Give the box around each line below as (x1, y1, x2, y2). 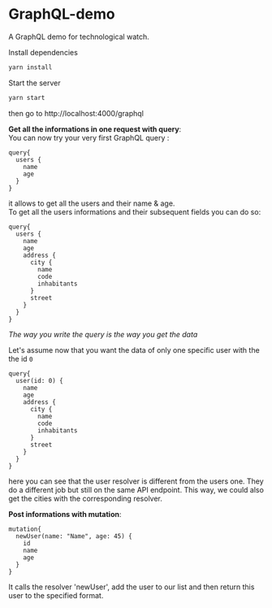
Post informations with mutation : (8, 509, 122, 519)
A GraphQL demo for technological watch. (8, 32, 149, 41)
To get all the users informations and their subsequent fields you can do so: (8, 206, 261, 216)
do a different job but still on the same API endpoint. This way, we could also (8, 484, 264, 494)
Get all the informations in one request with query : (8, 124, 182, 134)
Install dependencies (8, 47, 79, 57)
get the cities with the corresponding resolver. (8, 493, 162, 503)
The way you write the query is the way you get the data (8, 329, 198, 339)
